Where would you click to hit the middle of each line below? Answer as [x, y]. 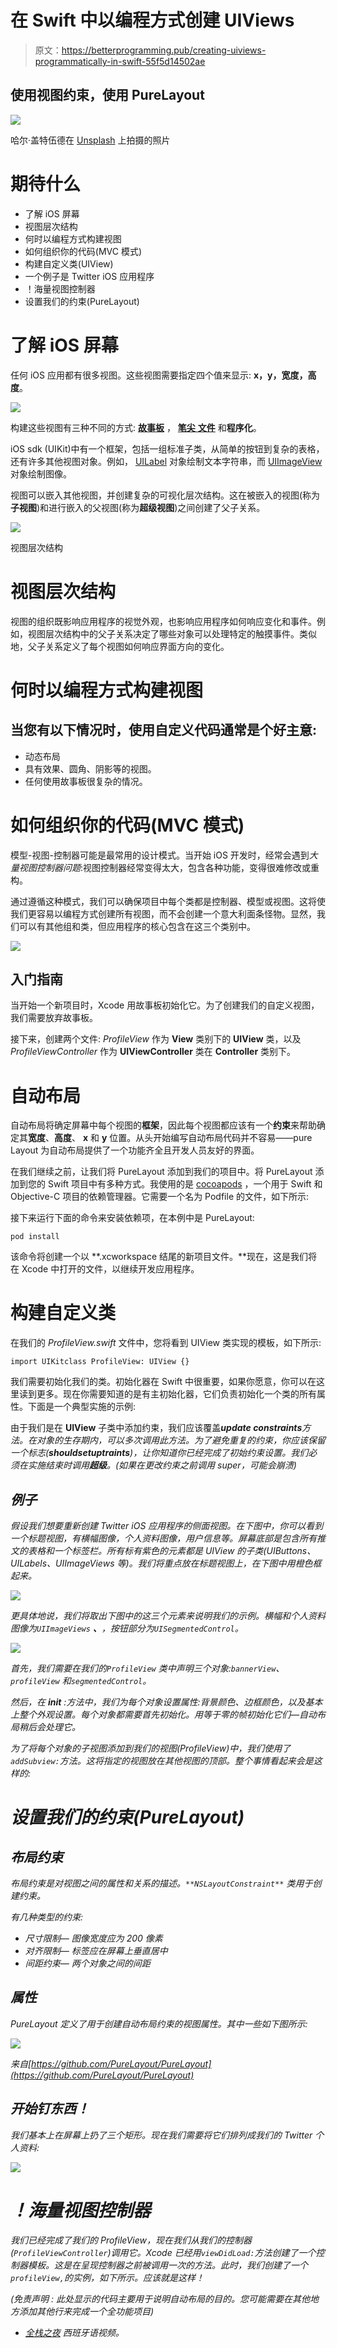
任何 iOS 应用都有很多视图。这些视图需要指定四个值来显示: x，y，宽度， [159, 375]
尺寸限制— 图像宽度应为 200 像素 [93, 1938]
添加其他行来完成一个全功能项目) [86, 2311]
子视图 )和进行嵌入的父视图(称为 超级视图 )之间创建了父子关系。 [138, 507]
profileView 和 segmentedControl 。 [81, 1680]
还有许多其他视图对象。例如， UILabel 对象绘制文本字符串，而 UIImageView [166, 461]
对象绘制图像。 [41, 473]
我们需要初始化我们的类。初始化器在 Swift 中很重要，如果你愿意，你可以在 [163, 1382]
